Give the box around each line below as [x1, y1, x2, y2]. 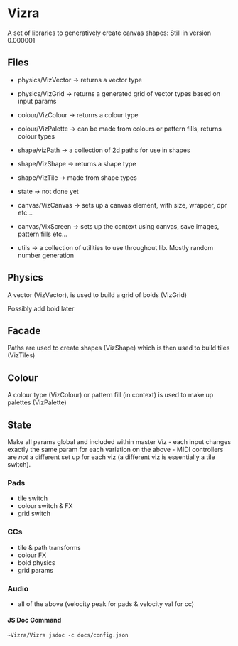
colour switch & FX [17, 502, 73, 510]
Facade [7, 325, 41, 337]
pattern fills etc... [17, 230, 67, 238]
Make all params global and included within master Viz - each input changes [7, 438, 232, 446]
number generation [17, 251, 75, 259]
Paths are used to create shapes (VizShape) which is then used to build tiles [7, 343, 230, 352]
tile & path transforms [17, 543, 82, 551]
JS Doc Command [7, 616, 62, 625]
